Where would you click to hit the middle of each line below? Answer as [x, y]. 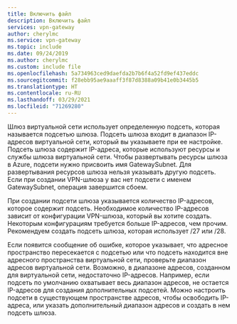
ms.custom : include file [44, 67]
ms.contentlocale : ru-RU [44, 93]
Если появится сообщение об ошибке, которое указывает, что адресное [118, 244]
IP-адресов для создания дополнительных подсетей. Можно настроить [116, 290]
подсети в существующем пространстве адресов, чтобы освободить [113, 297]
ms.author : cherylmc [38, 60]
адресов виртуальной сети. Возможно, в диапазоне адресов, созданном [119, 267]
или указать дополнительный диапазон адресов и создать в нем [132, 305]
